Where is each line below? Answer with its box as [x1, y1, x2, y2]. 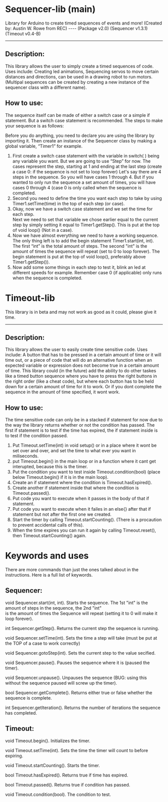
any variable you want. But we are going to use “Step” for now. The [12, 158, 151, 164]
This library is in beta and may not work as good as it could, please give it [5, 309, 156, 315]
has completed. [5, 710, 37, 716]
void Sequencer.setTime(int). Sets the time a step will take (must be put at [5, 635, 157, 641]
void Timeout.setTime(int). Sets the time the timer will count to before [5, 747, 148, 753]
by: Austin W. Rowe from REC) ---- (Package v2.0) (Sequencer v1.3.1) [5, 25, 148, 31]
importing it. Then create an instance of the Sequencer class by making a [5, 137, 156, 143]
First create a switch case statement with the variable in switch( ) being [12, 152, 159, 158]
